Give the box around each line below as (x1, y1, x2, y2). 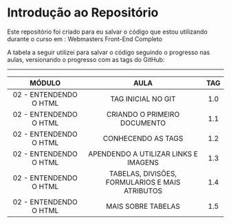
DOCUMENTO (120, 118, 166, 128)
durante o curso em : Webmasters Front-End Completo (7, 34, 163, 43)
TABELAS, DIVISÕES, (109, 168, 177, 178)
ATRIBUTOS (123, 186, 163, 195)
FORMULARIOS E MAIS (105, 177, 181, 187)
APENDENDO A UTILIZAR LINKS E (88, 149, 198, 159)
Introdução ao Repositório (7, 5, 159, 21)
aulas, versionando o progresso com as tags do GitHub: (7, 55, 165, 63)
